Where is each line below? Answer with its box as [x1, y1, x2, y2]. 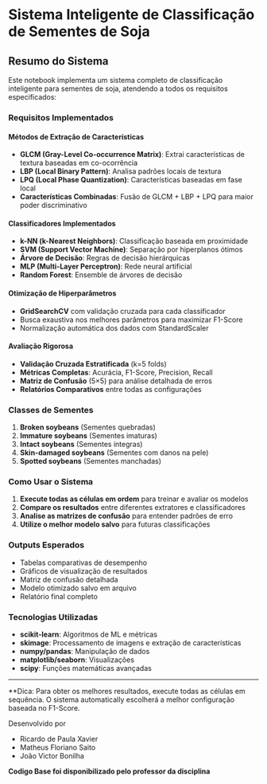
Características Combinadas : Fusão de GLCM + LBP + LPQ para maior [19, 192, 254, 202]
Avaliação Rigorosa [8, 341, 74, 351]
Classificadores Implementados [8, 218, 117, 228]
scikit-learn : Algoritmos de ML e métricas [19, 629, 157, 639]
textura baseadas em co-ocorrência [19, 158, 138, 168]
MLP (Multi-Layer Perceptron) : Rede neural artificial [19, 261, 192, 272]
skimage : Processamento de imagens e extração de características [19, 637, 242, 647]
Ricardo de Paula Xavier [19, 734, 99, 743]
